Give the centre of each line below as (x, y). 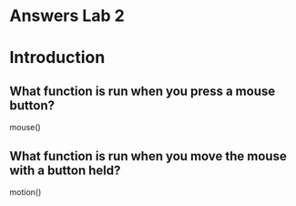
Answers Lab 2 (67, 16)
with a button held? (65, 170)
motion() (26, 192)
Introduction (57, 58)
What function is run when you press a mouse (143, 91)
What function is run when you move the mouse (148, 156)
